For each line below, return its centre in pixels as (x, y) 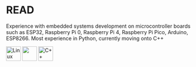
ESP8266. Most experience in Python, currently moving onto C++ (85, 38)
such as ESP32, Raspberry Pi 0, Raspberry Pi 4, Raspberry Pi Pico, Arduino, (97, 32)
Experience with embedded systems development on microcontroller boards (98, 26)
